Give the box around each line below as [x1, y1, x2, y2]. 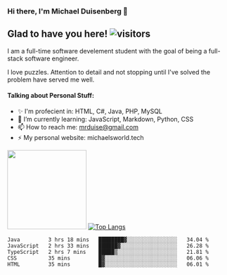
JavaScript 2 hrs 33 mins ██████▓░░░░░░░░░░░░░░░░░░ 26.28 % [7, 242, 209, 249]
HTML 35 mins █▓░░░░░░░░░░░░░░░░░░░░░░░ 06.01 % [7, 260, 209, 268]
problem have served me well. [7, 75, 95, 84]
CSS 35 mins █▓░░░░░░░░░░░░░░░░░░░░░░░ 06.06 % [7, 255, 209, 262]
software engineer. [24, 54, 79, 63]
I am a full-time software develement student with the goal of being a [7, 46, 207, 55]
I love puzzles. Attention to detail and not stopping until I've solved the [7, 68, 211, 76]
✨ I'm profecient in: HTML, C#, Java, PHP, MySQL [17, 107, 163, 115]
